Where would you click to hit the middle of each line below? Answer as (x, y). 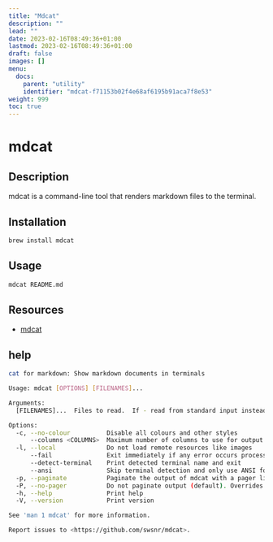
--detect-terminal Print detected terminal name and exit (136, 463)
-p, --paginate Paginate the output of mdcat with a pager (136, 478)
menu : (17, 69)
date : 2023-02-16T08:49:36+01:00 (65, 39)
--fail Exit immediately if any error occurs (134, 456)
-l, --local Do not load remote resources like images (134, 448)
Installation (37, 221)
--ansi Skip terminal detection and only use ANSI (143, 470)
